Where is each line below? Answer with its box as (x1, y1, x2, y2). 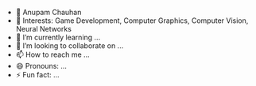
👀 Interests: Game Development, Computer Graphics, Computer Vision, (15, 16, 249, 25)
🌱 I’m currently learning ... (15, 32, 101, 42)
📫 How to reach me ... (15, 50, 90, 59)
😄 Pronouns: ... (15, 62, 68, 70)
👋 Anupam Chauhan (15, 8, 82, 17)
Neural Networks (15, 24, 72, 33)
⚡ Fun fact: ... (15, 70, 60, 79)
